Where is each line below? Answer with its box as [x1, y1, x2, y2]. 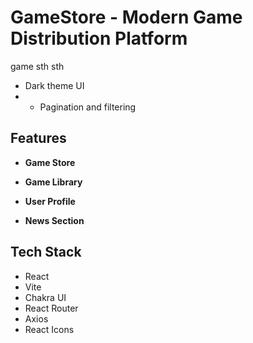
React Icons [24, 323, 75, 335]
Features [10, 130, 67, 147]
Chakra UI [24, 291, 67, 303]
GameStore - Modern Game [10, 6, 243, 29]
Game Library [24, 176, 83, 188]
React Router [24, 302, 79, 314]
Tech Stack [10, 244, 82, 261]
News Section [24, 214, 85, 226]
